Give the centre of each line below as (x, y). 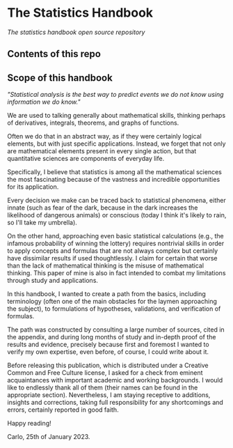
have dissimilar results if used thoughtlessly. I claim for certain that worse (112, 258)
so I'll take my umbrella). (42, 223)
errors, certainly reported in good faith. (63, 410)
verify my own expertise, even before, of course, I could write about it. (108, 352)
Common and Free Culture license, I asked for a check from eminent (105, 373)
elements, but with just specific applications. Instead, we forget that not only (116, 144)
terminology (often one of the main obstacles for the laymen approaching (112, 302)
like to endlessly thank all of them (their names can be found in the (103, 387)
